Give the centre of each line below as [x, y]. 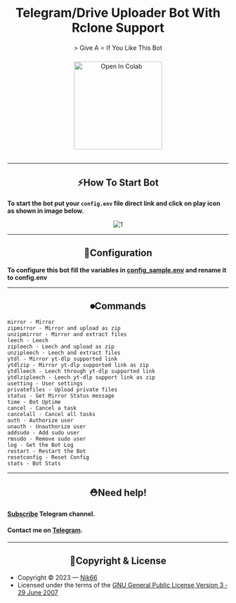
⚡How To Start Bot [118, 183]
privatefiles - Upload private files [63, 390]
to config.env [27, 277]
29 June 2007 [38, 592]
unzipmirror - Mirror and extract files [67, 335]
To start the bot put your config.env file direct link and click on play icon [114, 203]
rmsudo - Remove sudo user [47, 439]
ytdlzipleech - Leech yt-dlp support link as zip [81, 377]
